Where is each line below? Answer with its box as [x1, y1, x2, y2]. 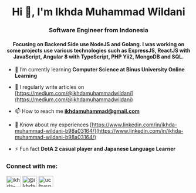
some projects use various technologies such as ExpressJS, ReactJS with [6, 47, 191, 54]
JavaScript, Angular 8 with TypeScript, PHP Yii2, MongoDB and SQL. [13, 53, 184, 60]
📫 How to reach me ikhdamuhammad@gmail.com [14, 108, 140, 115]
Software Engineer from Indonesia [49, 26, 148, 35]
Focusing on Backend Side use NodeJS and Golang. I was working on [12, 40, 185, 47]
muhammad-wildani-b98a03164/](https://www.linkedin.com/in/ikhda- [14, 127, 184, 135]
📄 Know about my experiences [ [14, 121, 92, 128]
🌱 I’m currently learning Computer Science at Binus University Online [14, 66, 185, 73]
